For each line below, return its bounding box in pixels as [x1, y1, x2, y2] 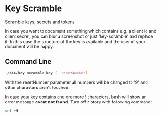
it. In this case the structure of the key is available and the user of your [5, 38, 146, 44]
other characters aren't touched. [5, 84, 70, 90]
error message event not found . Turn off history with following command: [5, 99, 152, 104]
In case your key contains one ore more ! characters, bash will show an [5, 94, 146, 100]
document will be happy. [5, 44, 54, 49]
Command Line [5, 58, 52, 66]
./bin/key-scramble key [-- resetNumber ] [5, 71, 88, 75]
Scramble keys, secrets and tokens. [5, 19, 76, 25]
